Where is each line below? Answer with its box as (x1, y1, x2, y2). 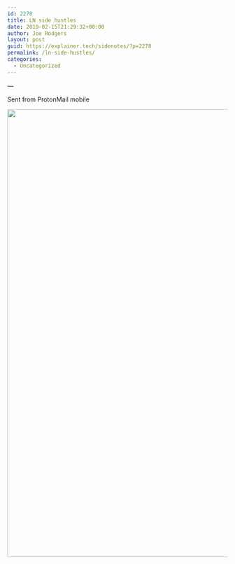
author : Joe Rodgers (7, 29, 68, 37)
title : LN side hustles (7, 17, 77, 24)
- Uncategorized (13, 62, 61, 69)
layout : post (7, 36, 45, 43)
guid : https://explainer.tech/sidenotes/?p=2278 (7, 43, 152, 50)
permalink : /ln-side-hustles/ (7, 50, 96, 57)
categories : (7, 56, 42, 63)
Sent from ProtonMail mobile (7, 95, 90, 104)
